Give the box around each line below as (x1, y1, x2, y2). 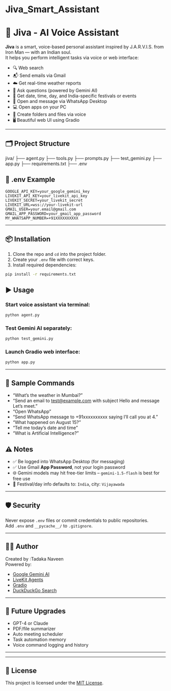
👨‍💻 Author (5, 542, 39, 551)
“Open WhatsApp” (12, 409, 52, 415)
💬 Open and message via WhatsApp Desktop (12, 98, 107, 104)
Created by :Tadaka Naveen (5, 555, 64, 562)
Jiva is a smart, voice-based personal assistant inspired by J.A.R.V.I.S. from (5, 44, 164, 50)
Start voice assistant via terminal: (5, 301, 91, 308)
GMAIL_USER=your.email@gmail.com (5, 206, 76, 212)
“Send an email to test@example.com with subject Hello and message (12, 397, 160, 404)
